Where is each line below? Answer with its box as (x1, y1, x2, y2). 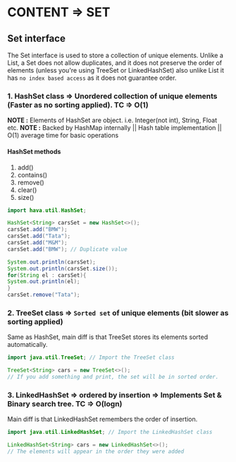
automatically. (7, 340, 48, 349)
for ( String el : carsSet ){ (7, 271, 87, 279)
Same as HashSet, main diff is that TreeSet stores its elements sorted (7, 333, 209, 341)
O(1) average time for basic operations (7, 131, 119, 140)
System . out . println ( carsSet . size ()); (7, 265, 118, 272)
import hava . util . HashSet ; (7, 206, 87, 214)
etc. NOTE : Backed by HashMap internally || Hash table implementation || (7, 124, 222, 132)
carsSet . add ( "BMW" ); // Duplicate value (7, 245, 128, 253)
